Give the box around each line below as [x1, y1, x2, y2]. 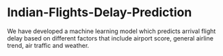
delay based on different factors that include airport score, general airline [7, 34, 214, 42]
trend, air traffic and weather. [7, 41, 90, 49]
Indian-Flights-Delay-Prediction [7, 5, 192, 20]
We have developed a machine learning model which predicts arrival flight [7, 27, 216, 35]
